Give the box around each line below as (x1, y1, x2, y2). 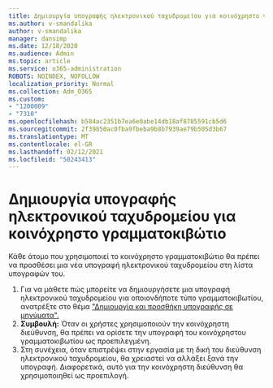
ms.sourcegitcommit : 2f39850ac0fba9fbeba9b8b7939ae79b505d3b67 (8, 125, 227, 133)
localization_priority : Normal (8, 80, 115, 88)
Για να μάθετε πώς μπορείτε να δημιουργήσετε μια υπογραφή (19, 285, 231, 295)
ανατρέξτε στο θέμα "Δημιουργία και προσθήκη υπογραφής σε (19, 302, 234, 312)
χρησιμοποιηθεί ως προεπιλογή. (19, 371, 129, 381)
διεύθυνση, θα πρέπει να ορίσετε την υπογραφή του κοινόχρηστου (19, 328, 246, 338)
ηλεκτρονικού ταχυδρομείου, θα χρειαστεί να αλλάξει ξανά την (19, 354, 239, 364)
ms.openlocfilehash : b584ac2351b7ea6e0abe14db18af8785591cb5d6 (8, 118, 227, 126)
